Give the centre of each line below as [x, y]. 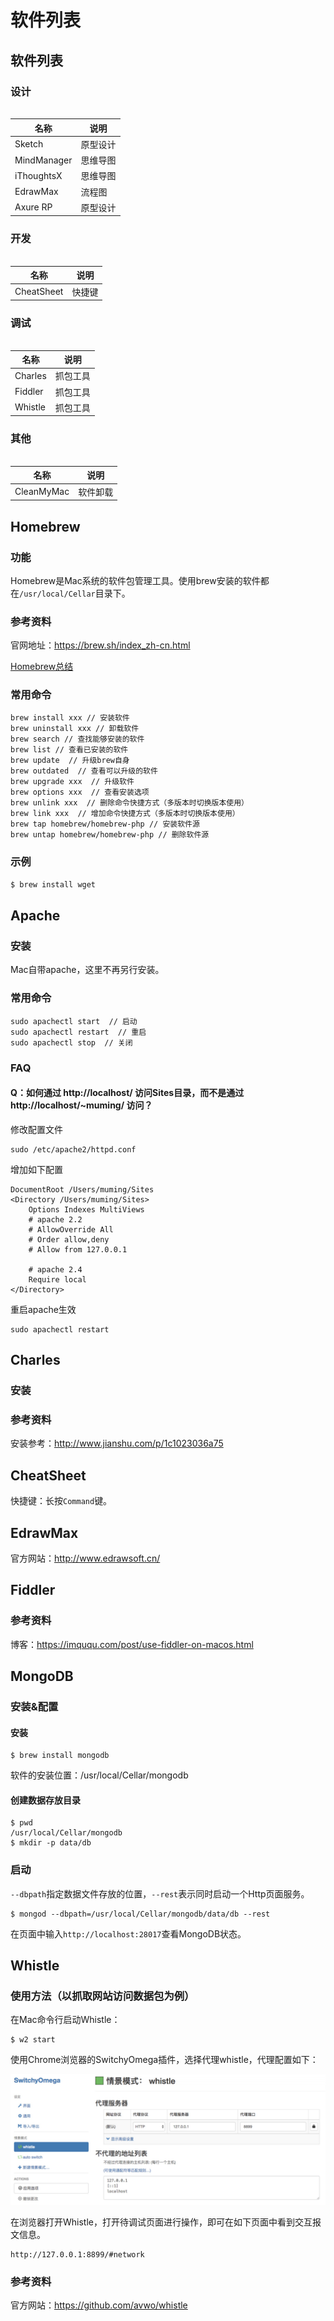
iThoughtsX [38, 175]
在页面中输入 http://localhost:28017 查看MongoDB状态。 [128, 1933]
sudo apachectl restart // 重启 [78, 1032]
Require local [57, 1279]
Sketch [29, 144]
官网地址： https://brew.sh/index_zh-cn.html [100, 645]
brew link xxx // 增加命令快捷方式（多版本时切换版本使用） [125, 814]
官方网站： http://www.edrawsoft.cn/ [85, 1558]
